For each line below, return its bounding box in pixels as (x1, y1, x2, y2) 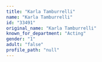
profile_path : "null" (6, 47, 60, 53)
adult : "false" (6, 42, 44, 48)
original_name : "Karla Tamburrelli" (6, 25, 97, 31)
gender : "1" (6, 36, 36, 42)
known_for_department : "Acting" (6, 31, 86, 37)
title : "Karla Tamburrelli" (6, 8, 76, 15)
